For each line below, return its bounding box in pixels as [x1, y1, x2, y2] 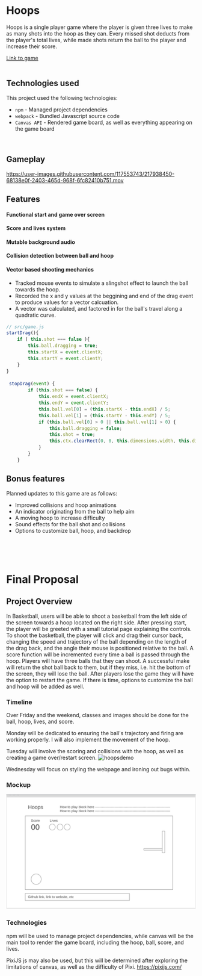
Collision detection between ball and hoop [6, 252, 114, 260]
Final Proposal [6, 573, 79, 586]
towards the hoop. [14, 285, 61, 293]
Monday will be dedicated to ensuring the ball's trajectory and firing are [6, 729, 183, 736]
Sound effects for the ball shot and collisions [14, 520, 126, 527]
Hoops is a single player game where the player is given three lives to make [6, 23, 193, 31]
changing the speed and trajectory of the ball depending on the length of [6, 638, 187, 645]
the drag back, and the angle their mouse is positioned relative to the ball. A [6, 644, 194, 651]
